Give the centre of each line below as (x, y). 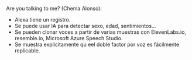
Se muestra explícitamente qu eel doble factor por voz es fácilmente (97, 44)
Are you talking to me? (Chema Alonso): (54, 8)
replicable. (27, 51)
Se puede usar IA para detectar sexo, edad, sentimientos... (85, 26)
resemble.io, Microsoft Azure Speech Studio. (68, 38)
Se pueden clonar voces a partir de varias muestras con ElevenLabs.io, (100, 32)
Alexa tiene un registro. (42, 20)
